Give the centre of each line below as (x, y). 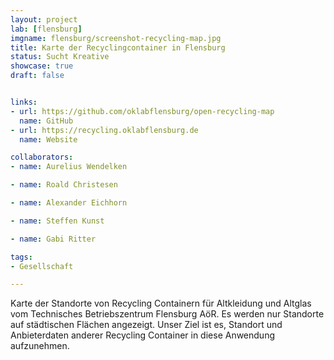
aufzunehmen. (40, 346)
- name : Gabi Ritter (53, 239)
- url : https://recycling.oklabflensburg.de (104, 130)
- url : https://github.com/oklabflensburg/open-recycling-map (142, 111)
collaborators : (42, 157)
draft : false (37, 76)
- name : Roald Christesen (64, 185)
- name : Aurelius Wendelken (69, 167)
